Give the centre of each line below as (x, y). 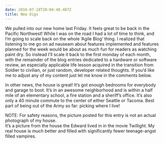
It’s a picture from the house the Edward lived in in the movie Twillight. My (80, 125)
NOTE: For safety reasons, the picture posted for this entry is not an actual (81, 115)
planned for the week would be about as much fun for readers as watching (81, 49)
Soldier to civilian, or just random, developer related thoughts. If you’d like (80, 70)
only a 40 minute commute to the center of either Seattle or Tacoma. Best (80, 100)
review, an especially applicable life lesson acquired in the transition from (79, 65)
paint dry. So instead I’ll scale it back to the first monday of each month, (78, 54)
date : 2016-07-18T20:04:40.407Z (38, 10)
